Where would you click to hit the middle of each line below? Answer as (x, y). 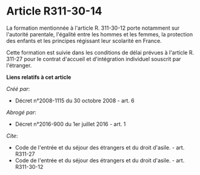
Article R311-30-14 (54, 11)
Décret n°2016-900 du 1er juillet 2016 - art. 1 (70, 124)
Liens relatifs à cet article (39, 77)
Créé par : (18, 88)
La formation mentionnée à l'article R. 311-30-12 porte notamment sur (93, 28)
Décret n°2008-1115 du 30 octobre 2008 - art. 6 (75, 101)
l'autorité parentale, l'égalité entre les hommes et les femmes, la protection (99, 34)
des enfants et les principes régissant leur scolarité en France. (84, 41)
